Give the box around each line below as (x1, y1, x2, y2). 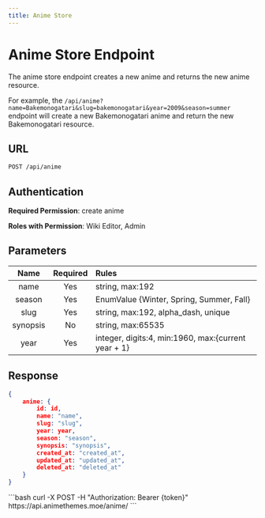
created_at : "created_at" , (36, 448, 125, 457)
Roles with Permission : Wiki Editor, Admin (8, 221, 146, 231)
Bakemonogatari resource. (8, 119, 95, 129)
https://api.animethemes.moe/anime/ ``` (8, 501, 137, 511)
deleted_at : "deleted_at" (36, 463, 122, 471)
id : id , (36, 405, 62, 413)
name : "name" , (36, 412, 83, 420)
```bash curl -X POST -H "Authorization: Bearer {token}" (8, 493, 189, 502)
